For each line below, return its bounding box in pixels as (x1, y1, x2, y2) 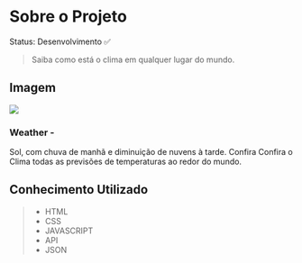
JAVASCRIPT (44, 225, 94, 236)
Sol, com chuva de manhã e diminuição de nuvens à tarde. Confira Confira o (9, 147, 293, 158)
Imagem (9, 80, 57, 95)
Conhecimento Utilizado (9, 182, 149, 197)
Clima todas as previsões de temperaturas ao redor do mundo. (9, 156, 242, 168)
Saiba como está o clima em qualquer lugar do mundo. (31, 54, 235, 65)
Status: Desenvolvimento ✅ (9, 36, 111, 47)
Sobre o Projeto (9, 6, 128, 27)
